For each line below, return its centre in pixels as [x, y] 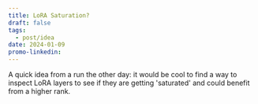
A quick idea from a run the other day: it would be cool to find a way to [123, 74]
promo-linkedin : [35, 52]
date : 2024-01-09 [37, 45]
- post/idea [35, 37]
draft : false [30, 23]
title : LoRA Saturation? [49, 15]
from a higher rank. [39, 91]
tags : [17, 30]
